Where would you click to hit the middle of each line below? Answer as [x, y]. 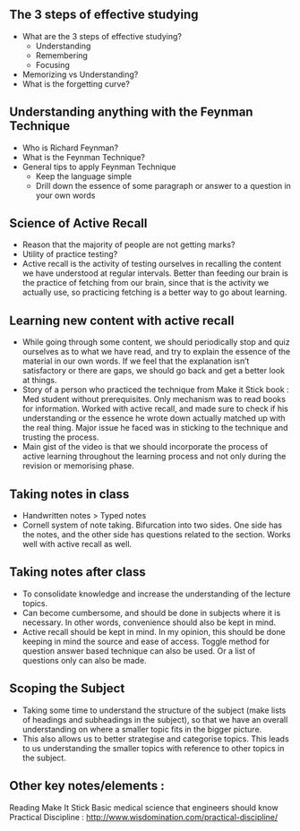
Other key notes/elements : [87, 786]
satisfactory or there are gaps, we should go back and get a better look [153, 371]
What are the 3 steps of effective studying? [102, 36]
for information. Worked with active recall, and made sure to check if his [155, 409]
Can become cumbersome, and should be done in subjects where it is [151, 613]
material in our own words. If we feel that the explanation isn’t [136, 361]
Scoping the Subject [67, 689]
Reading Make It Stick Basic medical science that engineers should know [144, 807]
